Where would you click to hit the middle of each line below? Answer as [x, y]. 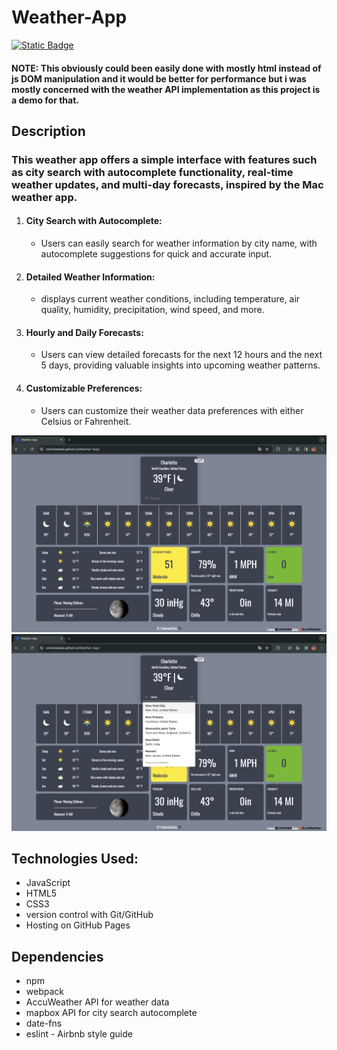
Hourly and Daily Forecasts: [84, 332]
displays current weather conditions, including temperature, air [170, 299]
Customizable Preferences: [84, 388]
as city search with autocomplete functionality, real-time [152, 172]
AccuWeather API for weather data [97, 1002]
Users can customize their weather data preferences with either [172, 410]
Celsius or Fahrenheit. [86, 421]
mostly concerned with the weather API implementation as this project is [166, 89]
